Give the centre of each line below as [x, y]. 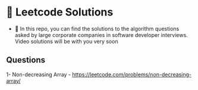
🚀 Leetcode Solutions [60, 12]
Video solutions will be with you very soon [66, 41]
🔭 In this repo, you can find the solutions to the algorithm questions [97, 29]
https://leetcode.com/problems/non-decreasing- [132, 75]
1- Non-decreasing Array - [39, 75]
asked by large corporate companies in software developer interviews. [101, 35]
